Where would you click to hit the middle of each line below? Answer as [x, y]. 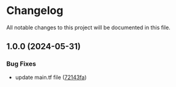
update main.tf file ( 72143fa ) [51, 77]
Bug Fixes [21, 64]
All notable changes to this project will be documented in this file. [89, 27]
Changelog [35, 11]
